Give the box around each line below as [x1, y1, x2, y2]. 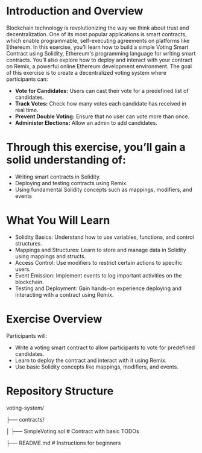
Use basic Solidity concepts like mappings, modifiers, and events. [14, 363, 179, 370]
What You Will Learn [6, 214, 110, 227]
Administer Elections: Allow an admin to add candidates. [14, 119, 158, 126]
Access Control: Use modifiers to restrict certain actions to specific [14, 259, 183, 266]
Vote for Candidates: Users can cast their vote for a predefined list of [14, 87, 189, 94]
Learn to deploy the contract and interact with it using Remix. [14, 356, 167, 364]
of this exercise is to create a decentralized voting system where [6, 69, 167, 76]
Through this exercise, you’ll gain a [6, 141, 186, 154]
